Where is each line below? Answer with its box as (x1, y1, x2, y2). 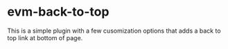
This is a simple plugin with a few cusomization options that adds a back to (7, 27, 221, 35)
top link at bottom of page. (7, 33, 83, 42)
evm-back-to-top (7, 4, 109, 20)
